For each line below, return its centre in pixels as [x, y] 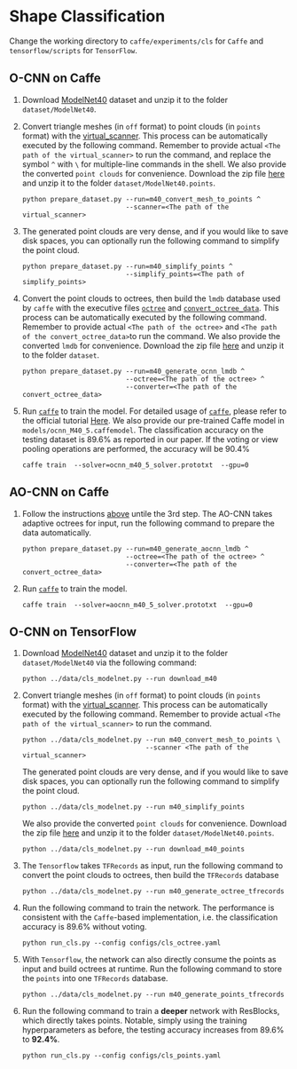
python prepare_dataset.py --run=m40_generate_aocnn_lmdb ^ [135, 549]
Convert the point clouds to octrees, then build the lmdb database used [151, 298]
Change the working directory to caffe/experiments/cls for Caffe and [137, 41]
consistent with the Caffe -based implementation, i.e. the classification [150, 917]
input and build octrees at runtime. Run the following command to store [152, 969]
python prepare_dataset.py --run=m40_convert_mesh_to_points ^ [141, 199]
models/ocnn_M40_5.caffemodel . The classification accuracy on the [143, 430]
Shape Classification [87, 16]
